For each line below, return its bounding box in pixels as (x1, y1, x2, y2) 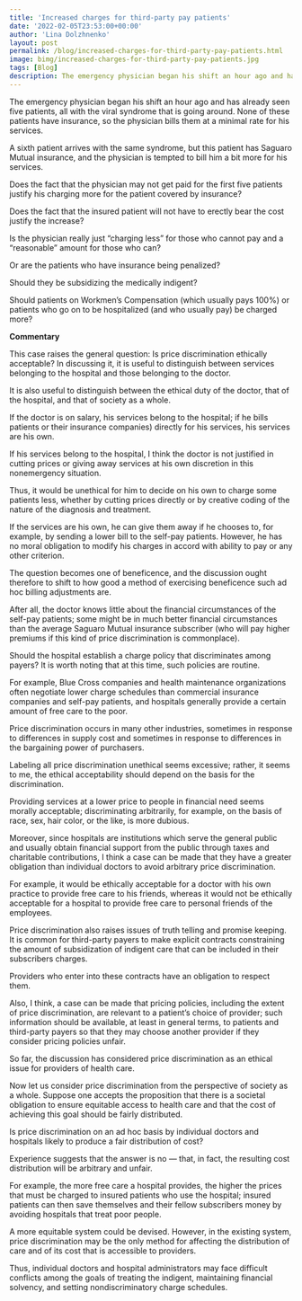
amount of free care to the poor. (9, 705, 129, 716)
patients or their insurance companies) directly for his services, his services (9, 421, 290, 432)
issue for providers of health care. (9, 1062, 135, 1074)
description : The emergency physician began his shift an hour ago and (9, 72, 283, 81)
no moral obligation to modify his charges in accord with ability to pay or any (9, 540, 293, 551)
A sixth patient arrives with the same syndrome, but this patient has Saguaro (9, 142, 292, 153)
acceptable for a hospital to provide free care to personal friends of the (9, 898, 273, 908)
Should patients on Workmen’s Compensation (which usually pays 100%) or (9, 294, 290, 305)
